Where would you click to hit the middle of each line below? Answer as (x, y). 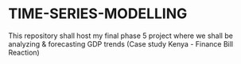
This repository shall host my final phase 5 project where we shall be (120, 36)
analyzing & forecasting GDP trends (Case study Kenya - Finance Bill (121, 43)
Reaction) (24, 52)
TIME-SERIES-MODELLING (98, 14)
